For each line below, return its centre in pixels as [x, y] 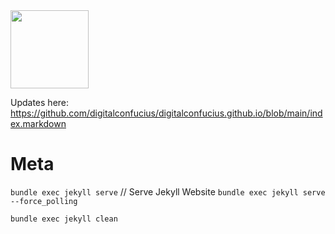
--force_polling [44, 201]
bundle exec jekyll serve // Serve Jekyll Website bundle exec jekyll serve [168, 191]
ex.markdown [38, 123]
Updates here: [40, 102]
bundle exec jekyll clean [64, 219]
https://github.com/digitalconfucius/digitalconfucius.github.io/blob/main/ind [166, 113]
